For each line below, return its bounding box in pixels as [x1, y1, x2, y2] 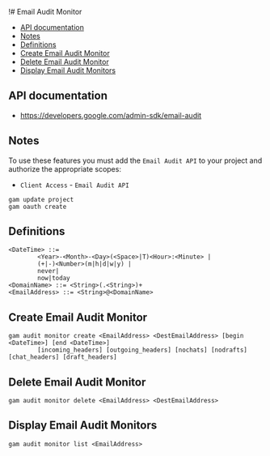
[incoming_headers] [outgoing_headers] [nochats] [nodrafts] [37, 346, 248, 355]
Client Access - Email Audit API [19, 180, 129, 190]
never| [37, 267, 60, 275]
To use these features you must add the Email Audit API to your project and [8, 156, 263, 165]
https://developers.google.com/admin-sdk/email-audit [19, 110, 202, 120]
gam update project [8, 195, 74, 203]
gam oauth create [8, 202, 67, 211]
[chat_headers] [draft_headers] [8, 353, 117, 361]
